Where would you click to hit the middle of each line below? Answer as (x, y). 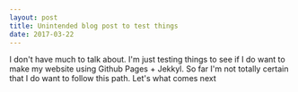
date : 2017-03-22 (42, 34)
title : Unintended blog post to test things (94, 26)
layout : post (34, 17)
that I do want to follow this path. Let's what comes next (113, 79)
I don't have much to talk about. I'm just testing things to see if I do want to (147, 60)
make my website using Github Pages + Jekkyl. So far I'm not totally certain (149, 69)
